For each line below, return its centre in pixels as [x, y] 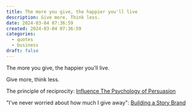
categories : [21, 34]
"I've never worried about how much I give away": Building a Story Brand [96, 102]
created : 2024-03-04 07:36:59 [44, 28]
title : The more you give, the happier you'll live [72, 12]
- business [25, 46]
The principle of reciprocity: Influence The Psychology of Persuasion [91, 91]
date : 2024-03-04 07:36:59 [40, 23]
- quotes [22, 40]
